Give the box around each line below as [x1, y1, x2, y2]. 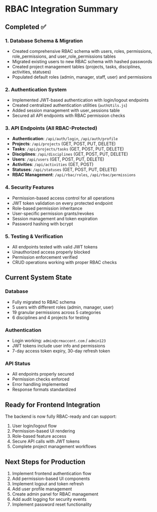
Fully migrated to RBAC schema [12, 299, 76, 305]
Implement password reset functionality [12, 501, 92, 507]
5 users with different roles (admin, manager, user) [12, 304, 114, 310]
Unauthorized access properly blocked [12, 249, 90, 255]
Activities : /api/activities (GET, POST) [12, 162, 94, 167]
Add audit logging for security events [12, 496, 87, 502]
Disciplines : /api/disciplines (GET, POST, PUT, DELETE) [12, 151, 128, 157]
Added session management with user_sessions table [12, 108, 120, 114]
